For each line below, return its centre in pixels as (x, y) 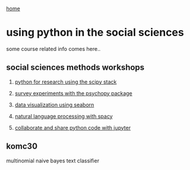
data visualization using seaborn (54, 105)
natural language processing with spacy (64, 116)
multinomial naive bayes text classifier (53, 161)
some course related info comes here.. (53, 49)
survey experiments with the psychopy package (73, 93)
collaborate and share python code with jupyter (73, 127)
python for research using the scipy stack (66, 82)
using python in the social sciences (95, 33)
